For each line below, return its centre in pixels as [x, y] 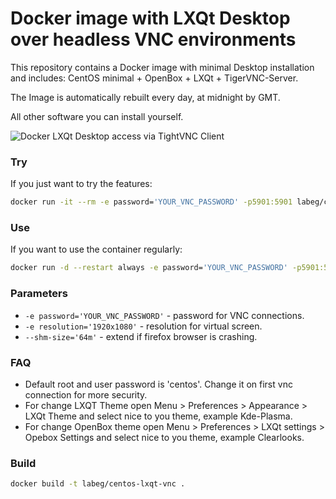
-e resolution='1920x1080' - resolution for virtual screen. [143, 326]
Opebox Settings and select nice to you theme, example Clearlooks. [164, 437]
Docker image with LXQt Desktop [150, 18]
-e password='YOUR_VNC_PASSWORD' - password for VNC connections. [164, 315]
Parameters [39, 294]
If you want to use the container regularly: [96, 249]
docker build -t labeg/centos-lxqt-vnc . [98, 484]
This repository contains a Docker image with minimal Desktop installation [162, 67]
